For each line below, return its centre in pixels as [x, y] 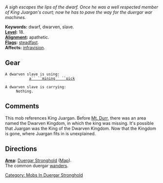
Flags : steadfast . [22, 42]
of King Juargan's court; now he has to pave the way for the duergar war [79, 12]
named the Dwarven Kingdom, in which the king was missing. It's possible [80, 123]
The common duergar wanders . [37, 166]
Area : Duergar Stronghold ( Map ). [38, 161]
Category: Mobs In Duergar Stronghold [44, 175]
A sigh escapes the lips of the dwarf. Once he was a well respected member [81, 7]
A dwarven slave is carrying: [36, 87]
